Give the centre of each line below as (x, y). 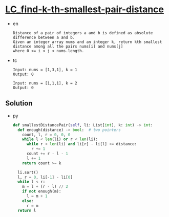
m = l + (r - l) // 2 (45, 187)
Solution (19, 103)
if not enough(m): (42, 191)
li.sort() (28, 172)
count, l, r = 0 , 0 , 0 (46, 135)
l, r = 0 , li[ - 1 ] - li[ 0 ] (45, 177)
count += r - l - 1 (47, 154)
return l (27, 210)
